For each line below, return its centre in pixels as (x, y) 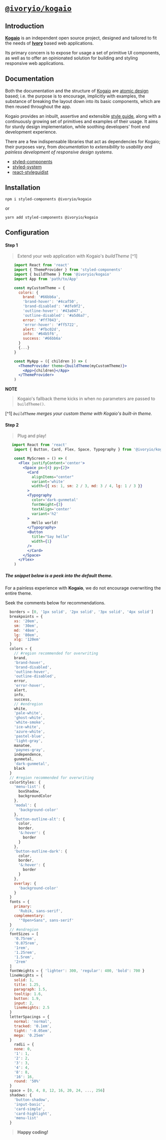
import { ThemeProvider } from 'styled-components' (68, 270)
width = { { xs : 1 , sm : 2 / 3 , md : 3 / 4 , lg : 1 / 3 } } (87, 486)
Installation (23, 188)
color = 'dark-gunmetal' (55, 500)
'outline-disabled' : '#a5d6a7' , (56, 315)
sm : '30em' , (26, 626)
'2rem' (21, 962)
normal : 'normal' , (33, 1022)
